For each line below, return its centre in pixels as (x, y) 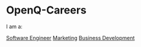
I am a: (14, 26)
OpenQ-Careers (47, 10)
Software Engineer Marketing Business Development (70, 38)
